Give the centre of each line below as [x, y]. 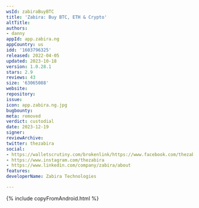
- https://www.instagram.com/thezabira [55, 160]
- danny [16, 34]
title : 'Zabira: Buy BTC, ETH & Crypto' [57, 17]
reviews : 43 [21, 77]
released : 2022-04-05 [33, 56]
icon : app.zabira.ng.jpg [37, 105]
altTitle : [18, 22]
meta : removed [24, 116]
